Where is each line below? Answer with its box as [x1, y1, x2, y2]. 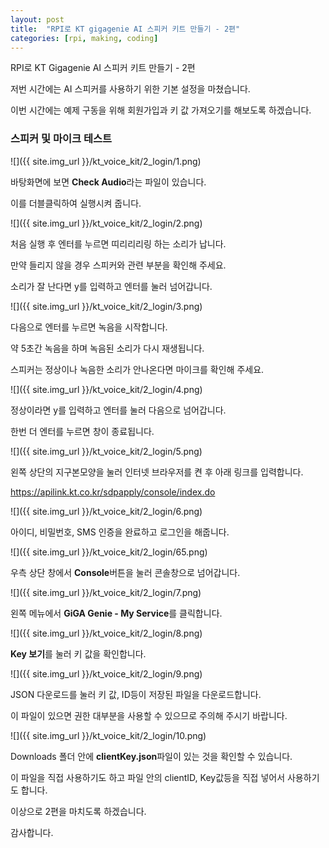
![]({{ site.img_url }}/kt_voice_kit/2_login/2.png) [10, 217, 203, 229]
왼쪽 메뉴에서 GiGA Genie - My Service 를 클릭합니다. [10, 607, 223, 619]
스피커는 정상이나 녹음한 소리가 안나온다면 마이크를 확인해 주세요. [10, 363, 265, 375]
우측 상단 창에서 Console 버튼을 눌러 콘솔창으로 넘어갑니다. [10, 566, 241, 578]
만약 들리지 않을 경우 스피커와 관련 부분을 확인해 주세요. [10, 259, 227, 271]
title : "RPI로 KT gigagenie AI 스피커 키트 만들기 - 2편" [10, 24, 241, 34]
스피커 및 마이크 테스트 [10, 132, 113, 146]
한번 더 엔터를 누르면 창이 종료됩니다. [10, 425, 155, 437]
